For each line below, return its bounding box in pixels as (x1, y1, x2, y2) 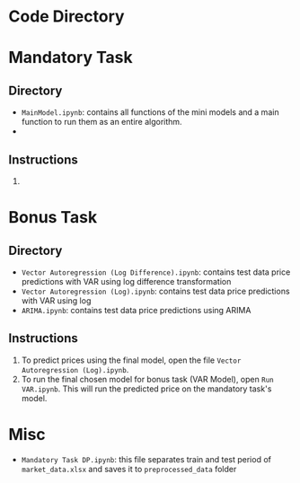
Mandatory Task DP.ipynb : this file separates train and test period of (21, 453, 271, 464)
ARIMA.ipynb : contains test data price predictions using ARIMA (21, 305, 251, 315)
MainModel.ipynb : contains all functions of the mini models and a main (21, 107, 279, 118)
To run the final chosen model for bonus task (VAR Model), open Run (21, 373, 275, 384)
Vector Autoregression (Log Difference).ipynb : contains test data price (21, 267, 291, 277)
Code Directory (8, 6, 125, 27)
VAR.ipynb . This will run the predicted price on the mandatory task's (21, 383, 272, 394)
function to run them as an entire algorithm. (21, 117, 182, 127)
